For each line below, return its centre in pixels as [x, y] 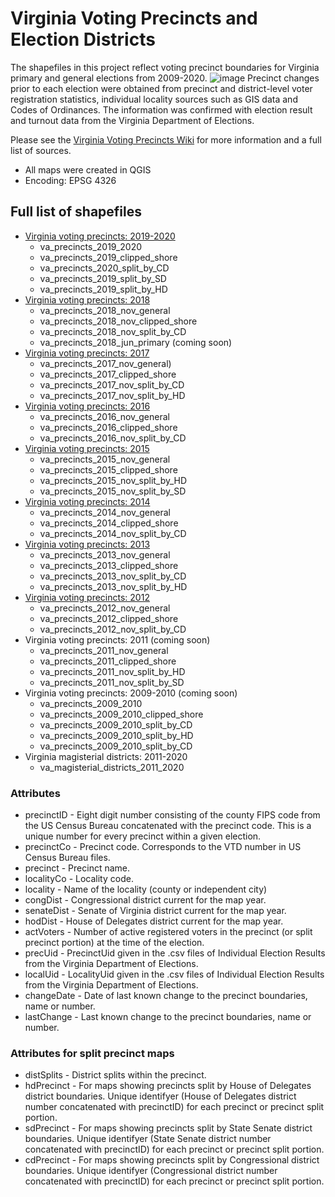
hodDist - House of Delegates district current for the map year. [154, 921]
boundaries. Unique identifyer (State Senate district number [148, 1139]
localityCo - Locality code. [79, 879]
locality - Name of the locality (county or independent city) [146, 889]
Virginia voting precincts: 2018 [87, 299]
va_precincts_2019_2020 [90, 246]
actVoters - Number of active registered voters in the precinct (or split [168, 932]
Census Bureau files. [67, 858]
